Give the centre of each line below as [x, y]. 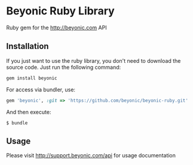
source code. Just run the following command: [64, 67]
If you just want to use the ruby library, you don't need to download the [94, 60]
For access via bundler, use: [41, 89]
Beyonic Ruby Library [60, 11]
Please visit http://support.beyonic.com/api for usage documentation [91, 155]
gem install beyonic [32, 78]
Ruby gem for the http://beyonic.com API [56, 27]
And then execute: [29, 112]
